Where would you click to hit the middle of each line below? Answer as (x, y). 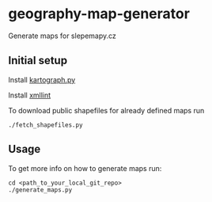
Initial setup (38, 61)
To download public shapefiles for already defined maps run (106, 110)
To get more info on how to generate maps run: (85, 168)
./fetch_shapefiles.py (45, 125)
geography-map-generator (99, 14)
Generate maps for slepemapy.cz (62, 36)
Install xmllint (30, 95)
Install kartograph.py (42, 79)
